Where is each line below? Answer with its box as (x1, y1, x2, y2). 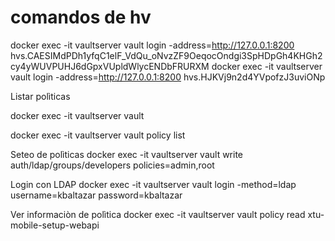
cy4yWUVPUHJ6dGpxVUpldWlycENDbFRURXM (10, 60, 210, 72)
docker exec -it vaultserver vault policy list (10, 129, 186, 141)
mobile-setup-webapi (10, 219, 100, 231)
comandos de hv (10, 6, 152, 29)
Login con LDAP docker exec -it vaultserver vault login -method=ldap (10, 178, 297, 190)
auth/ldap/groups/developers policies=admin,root (10, 159, 215, 171)
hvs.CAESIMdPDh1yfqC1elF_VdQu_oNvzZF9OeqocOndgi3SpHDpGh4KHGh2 (10, 49, 323, 61)
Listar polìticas (10, 90, 71, 102)
